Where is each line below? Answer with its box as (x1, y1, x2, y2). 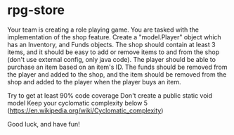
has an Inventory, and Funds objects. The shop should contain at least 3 (7, 40, 216, 49)
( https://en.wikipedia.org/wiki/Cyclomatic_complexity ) (7, 106, 164, 115)
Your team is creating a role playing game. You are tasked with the (7, 25, 199, 34)
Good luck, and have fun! (7, 120, 81, 128)
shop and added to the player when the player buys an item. (7, 77, 181, 86)
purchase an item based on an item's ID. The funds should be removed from (7, 63, 228, 71)
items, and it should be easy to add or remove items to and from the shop (7, 48, 220, 56)
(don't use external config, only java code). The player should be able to (7, 55, 216, 63)
